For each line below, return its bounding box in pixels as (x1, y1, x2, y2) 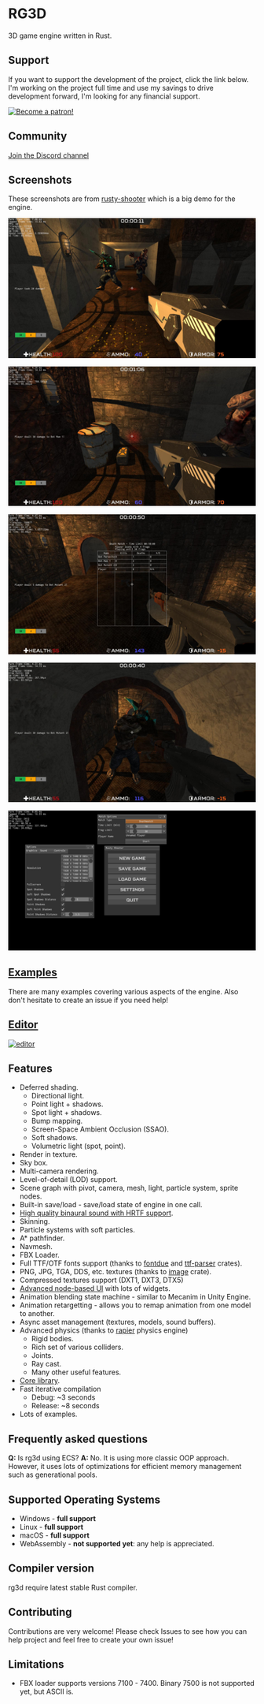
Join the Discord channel (8, 151, 90, 160)
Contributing (8, 1605, 72, 1619)
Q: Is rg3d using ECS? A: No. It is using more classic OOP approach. (8, 1453, 229, 1463)
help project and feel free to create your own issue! (8, 1635, 174, 1644)
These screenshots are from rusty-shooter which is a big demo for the (8, 194, 236, 203)
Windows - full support (19, 1513, 97, 1523)
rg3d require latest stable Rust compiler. (8, 1583, 137, 1592)
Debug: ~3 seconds (31, 1393, 96, 1402)
